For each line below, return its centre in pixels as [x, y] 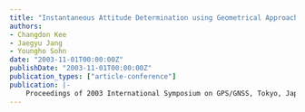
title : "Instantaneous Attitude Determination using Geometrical [135, 18]
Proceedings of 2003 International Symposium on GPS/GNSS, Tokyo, [154, 93]
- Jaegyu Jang [36, 43]
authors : [26, 26]
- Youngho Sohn [38, 51]
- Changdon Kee [38, 34]
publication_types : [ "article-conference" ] [93, 77]
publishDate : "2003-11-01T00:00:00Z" [81, 69]
